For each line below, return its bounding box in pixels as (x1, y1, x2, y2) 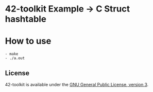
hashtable (5, 13, 47, 25)
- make (5, 52, 18, 56)
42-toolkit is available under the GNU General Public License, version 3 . (5, 81, 149, 87)
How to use (5, 36, 51, 47)
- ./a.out (5, 56, 25, 61)
